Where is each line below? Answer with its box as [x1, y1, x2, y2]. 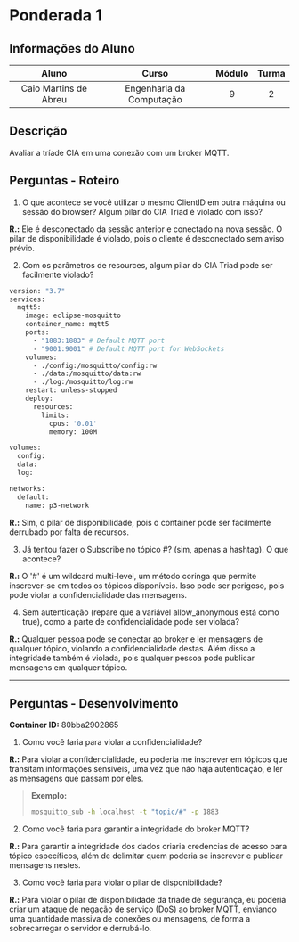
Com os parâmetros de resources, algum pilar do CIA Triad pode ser [21, 259, 273, 270]
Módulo [215, 68, 249, 79]
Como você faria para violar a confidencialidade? [21, 737, 203, 748]
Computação [127, 94, 182, 105]
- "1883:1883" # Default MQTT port [32, 336, 166, 345]
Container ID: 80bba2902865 [9, 719, 119, 731]
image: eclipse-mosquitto [25, 311, 122, 321]
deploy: [25, 394, 53, 403]
